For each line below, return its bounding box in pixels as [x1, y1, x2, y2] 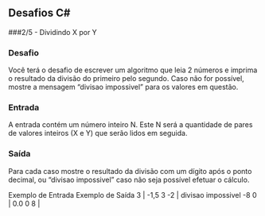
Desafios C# [8, 6, 71, 20]
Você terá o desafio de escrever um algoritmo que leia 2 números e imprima [8, 65, 258, 75]
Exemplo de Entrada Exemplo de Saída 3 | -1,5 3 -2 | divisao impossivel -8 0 [8, 190, 257, 199]
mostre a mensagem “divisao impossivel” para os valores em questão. [8, 83, 239, 92]
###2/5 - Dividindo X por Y [8, 27, 97, 37]
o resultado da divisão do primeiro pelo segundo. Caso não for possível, [8, 74, 244, 83]
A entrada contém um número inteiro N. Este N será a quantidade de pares [8, 120, 253, 129]
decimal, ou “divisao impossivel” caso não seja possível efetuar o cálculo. [8, 175, 250, 184]
